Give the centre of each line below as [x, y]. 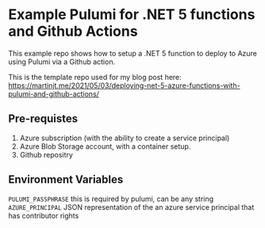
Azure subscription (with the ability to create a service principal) [125, 138]
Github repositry [46, 154]
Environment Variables [66, 180]
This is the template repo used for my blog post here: [95, 77]
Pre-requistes [43, 119]
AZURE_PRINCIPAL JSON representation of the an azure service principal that [131, 207]
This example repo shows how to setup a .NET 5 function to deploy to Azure [133, 53]
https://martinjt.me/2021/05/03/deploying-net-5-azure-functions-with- [124, 85]
